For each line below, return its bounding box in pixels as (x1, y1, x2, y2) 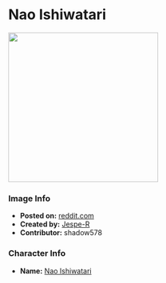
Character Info (8, 248, 66, 259)
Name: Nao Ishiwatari (19, 265, 92, 276)
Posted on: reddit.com (19, 211, 94, 221)
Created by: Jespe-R (19, 219, 90, 229)
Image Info (8, 193, 50, 204)
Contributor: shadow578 (19, 228, 102, 238)
